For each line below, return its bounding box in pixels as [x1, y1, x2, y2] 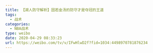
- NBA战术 [10, 26, 29, 31]
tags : [5, 12, 17, 17]
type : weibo [5, 31, 30, 36]
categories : [5, 21, 30, 27]
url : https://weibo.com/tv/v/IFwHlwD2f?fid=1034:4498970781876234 [5, 40, 148, 45]
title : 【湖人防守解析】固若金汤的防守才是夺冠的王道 [5, 7, 104, 13]
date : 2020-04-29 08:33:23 [5, 36, 62, 41]
